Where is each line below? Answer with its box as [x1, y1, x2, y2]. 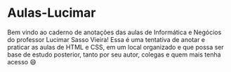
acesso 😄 [7, 57, 37, 66]
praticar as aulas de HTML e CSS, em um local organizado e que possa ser [7, 43, 225, 51]
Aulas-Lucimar [7, 5, 96, 21]
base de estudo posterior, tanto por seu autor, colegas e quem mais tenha [7, 50, 221, 59]
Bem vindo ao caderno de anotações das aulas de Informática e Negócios [7, 28, 222, 36]
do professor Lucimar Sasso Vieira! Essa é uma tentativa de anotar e [7, 35, 206, 43]
